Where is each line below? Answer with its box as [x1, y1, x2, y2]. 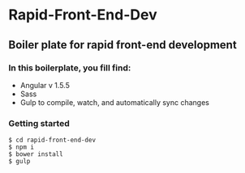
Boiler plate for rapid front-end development [8, 38, 237, 52]
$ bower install [8, 150, 63, 158]
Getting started [8, 117, 71, 129]
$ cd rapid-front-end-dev [8, 136, 96, 145]
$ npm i [8, 143, 35, 151]
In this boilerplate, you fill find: [8, 62, 131, 74]
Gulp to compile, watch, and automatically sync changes [19, 97, 209, 107]
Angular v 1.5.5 [19, 80, 71, 90]
